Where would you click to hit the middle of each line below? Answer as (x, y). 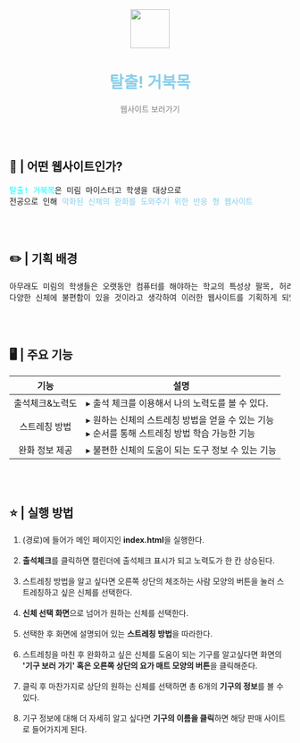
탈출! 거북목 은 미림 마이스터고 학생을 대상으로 (96, 190)
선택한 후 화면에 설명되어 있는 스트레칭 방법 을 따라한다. (117, 634)
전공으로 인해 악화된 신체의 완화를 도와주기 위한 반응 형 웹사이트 (131, 201)
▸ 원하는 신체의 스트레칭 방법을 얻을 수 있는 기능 (180, 420)
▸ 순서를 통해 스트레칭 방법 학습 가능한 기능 (171, 434)
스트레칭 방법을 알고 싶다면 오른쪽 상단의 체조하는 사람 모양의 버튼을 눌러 (148, 581)
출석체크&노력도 (46, 403)
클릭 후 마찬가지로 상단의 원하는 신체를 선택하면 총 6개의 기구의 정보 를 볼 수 (153, 687)
